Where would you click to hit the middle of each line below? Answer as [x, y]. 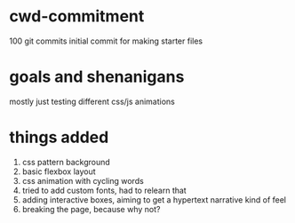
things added [59, 137]
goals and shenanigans [97, 77]
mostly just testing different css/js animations [92, 101]
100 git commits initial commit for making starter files [106, 41]
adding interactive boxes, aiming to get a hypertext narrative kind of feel [154, 199]
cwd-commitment [77, 16]
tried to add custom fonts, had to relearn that [104, 190]
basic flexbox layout [59, 171]
